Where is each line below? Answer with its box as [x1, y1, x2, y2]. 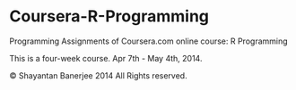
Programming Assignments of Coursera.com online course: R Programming [9, 36, 289, 46]
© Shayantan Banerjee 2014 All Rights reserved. [9, 70, 187, 81]
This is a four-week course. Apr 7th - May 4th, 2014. [9, 53, 203, 63]
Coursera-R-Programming [9, 6, 209, 27]
